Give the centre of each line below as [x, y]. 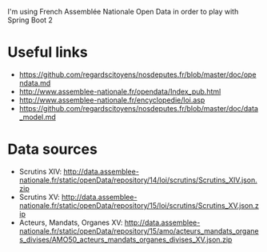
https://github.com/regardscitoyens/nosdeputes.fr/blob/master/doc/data [139, 108]
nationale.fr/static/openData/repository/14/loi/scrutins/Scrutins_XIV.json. [138, 180]
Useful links [48, 52]
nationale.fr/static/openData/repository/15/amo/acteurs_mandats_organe [139, 230]
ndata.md [35, 82]
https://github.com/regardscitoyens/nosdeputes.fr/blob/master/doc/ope [137, 74]
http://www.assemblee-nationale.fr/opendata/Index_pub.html [120, 91]
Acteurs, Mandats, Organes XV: [71, 222]
